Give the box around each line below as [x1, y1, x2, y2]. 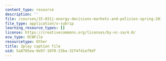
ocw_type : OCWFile [5, 35, 43, 40]
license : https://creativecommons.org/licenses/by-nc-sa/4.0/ [5, 30, 136, 35]
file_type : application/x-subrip [5, 21, 74, 26]
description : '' [5, 12, 39, 17]
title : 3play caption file [5, 44, 61, 49]
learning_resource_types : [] [5, 26, 65, 30]
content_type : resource [5, 7, 54, 12]
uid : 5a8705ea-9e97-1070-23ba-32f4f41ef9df [5, 48, 96, 53]
